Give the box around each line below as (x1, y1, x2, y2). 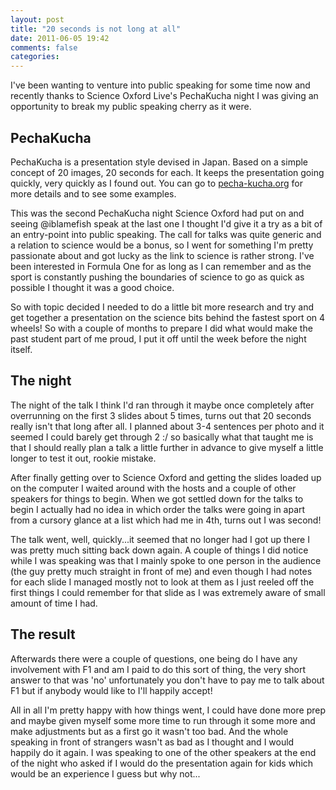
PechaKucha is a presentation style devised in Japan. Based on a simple (10, 156, 309, 168)
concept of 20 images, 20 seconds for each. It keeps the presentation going (10, 166, 325, 178)
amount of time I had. (10, 597, 98, 609)
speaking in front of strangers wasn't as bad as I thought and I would (10, 736, 295, 748)
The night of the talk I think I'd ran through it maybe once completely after (10, 399, 315, 411)
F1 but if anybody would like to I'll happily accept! (10, 684, 213, 696)
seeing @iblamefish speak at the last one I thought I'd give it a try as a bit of (10, 217, 323, 230)
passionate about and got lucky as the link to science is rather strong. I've (10, 249, 315, 261)
